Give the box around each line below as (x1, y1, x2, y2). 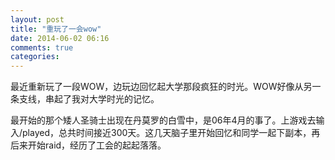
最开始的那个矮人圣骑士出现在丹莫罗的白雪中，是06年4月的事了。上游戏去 (10, 114, 317, 126)
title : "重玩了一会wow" (10, 24, 102, 34)
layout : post (10, 14, 65, 25)
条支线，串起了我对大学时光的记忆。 (10, 93, 160, 105)
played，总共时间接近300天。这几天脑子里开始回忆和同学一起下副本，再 (22, 127, 321, 139)
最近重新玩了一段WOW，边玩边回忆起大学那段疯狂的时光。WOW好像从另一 (10, 81, 322, 93)
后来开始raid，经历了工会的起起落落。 (10, 139, 167, 151)
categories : (10, 52, 60, 62)
